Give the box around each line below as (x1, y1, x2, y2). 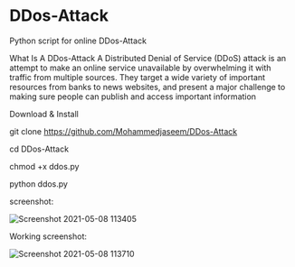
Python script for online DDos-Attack (9, 35, 147, 46)
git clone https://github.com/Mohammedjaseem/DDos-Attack (9, 125, 238, 136)
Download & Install (9, 108, 79, 119)
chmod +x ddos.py (9, 161, 80, 171)
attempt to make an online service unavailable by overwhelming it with (9, 62, 271, 73)
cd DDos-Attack (9, 143, 70, 154)
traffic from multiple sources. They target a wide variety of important (9, 71, 265, 82)
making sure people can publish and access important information (9, 91, 256, 102)
